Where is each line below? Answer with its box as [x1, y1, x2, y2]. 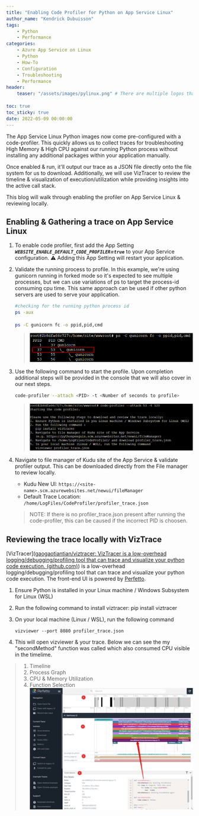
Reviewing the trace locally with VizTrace [6, 534, 162, 544]
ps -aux [14, 310, 34, 316]
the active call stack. [6, 182, 56, 189]
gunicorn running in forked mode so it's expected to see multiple [14, 272, 173, 280]
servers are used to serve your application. [14, 291, 120, 298]
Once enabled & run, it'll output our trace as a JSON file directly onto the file [6, 163, 192, 170]
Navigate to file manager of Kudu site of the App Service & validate [14, 457, 178, 464]
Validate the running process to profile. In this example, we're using [14, 266, 179, 273]
